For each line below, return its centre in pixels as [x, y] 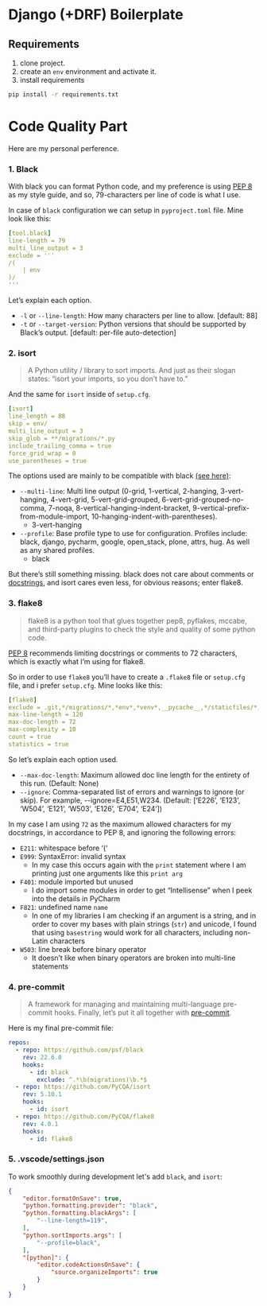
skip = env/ [28, 424]
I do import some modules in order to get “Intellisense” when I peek [142, 890]
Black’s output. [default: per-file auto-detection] [98, 332]
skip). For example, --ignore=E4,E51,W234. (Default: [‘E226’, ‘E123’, [130, 800]
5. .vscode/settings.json [56, 1159]
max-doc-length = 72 [43, 722]
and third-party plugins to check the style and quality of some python [141, 629]
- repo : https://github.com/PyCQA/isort [83, 1087]
